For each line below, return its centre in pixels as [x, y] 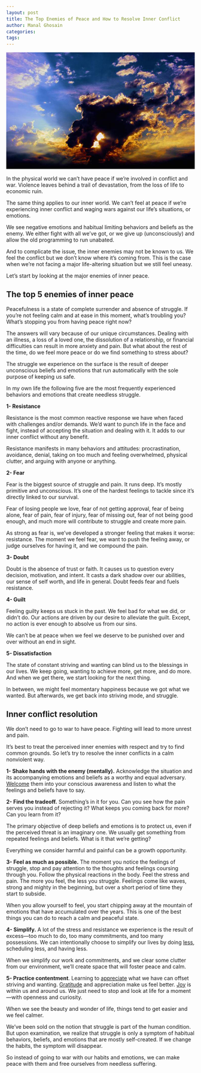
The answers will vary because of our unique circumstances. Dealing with [97, 333]
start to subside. [26, 894]
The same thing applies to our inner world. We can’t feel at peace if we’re [96, 203]
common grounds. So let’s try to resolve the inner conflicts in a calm [90, 753]
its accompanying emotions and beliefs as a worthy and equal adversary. [96, 777]
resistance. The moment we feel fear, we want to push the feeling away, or [98, 539]
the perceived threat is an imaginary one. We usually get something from [96, 832]
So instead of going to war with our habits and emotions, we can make [93, 1057]
